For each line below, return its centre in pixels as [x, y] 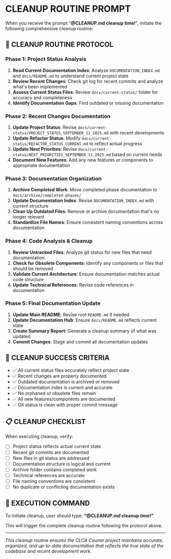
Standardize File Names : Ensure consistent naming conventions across [88, 222]
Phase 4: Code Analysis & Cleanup [49, 241]
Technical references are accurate [49, 475]
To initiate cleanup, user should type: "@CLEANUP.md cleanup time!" [80, 516]
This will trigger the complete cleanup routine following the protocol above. [84, 525]
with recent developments [137, 132]
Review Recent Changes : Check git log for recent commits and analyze [88, 81]
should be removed [33, 269]
